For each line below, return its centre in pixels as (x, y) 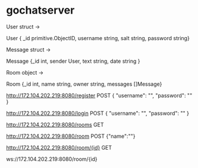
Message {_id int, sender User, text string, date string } (73, 61)
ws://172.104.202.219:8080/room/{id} (52, 159)
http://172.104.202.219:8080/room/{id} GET (59, 147)
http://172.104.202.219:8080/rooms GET (55, 124)
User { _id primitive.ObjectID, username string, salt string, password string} (98, 38)
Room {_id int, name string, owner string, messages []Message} (84, 84)
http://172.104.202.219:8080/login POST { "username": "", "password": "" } (98, 113)
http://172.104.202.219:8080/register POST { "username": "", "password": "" (99, 95)
